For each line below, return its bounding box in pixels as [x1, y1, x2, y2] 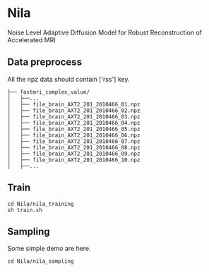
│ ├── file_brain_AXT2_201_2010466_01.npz [7, 101, 141, 108]
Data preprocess [7, 56, 83, 68]
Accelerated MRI [7, 35, 56, 44]
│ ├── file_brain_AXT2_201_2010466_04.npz [7, 119, 141, 126]
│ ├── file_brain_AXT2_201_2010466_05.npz [7, 125, 141, 132]
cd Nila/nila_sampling [7, 258, 74, 265]
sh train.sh [7, 206, 42, 214]
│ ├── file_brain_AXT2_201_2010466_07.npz [7, 137, 141, 145]
